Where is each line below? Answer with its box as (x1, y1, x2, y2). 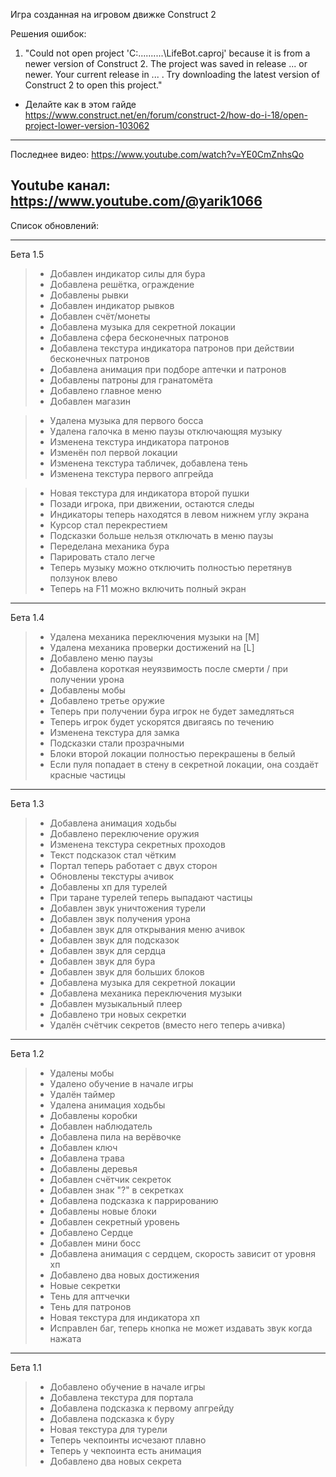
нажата (49, 1332, 82, 1344)
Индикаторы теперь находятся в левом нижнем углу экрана (49, 508, 310, 520)
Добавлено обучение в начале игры (49, 1380, 206, 1393)
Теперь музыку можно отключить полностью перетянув (49, 561, 293, 573)
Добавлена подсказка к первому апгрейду (49, 1402, 235, 1414)
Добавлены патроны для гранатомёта (49, 374, 213, 386)
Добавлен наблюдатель (49, 1120, 153, 1132)
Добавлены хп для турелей (49, 880, 168, 893)
